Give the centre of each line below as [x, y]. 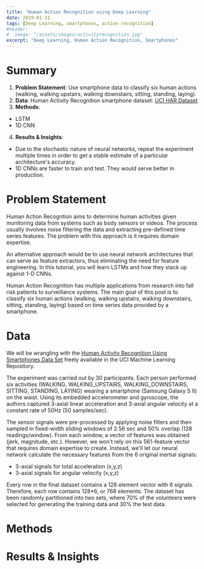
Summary [31, 71]
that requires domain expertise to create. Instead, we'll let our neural [92, 448]
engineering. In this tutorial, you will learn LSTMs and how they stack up [97, 267]
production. [30, 175]
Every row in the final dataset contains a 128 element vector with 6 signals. [100, 484]
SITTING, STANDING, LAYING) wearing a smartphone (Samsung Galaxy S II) [102, 391]
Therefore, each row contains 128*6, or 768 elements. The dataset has [95, 491]
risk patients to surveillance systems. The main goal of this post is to [92, 292]
